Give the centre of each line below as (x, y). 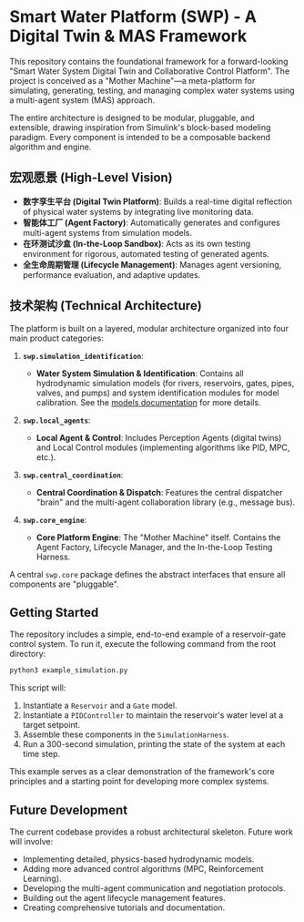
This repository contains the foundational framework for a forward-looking (149, 61)
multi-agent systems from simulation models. (107, 232)
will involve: (31, 842)
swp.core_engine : (55, 519)
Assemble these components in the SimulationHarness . (126, 734)
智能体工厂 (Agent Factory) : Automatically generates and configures (151, 222)
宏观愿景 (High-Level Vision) (91, 178)
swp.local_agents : (56, 420)
